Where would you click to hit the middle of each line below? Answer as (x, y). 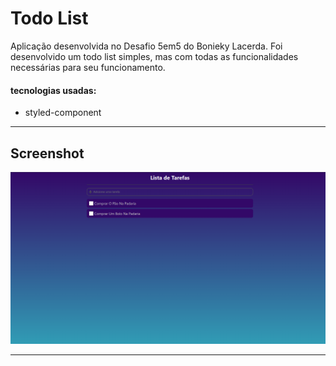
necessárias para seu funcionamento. (88, 67)
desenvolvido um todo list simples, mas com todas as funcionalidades (154, 56)
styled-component (63, 113)
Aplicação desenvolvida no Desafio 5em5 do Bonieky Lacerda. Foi (146, 46)
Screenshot (47, 153)
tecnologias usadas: (53, 90)
